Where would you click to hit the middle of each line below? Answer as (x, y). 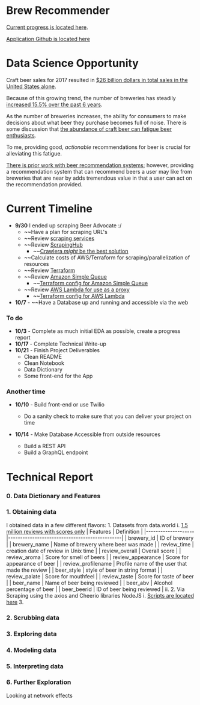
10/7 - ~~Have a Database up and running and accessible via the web (102, 302)
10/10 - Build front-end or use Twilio (60, 405)
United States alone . (31, 86)
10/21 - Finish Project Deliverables (57, 350)
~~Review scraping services (59, 238)
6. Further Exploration (39, 682)
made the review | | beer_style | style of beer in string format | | (85, 570)
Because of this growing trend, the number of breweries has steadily (91, 98)
